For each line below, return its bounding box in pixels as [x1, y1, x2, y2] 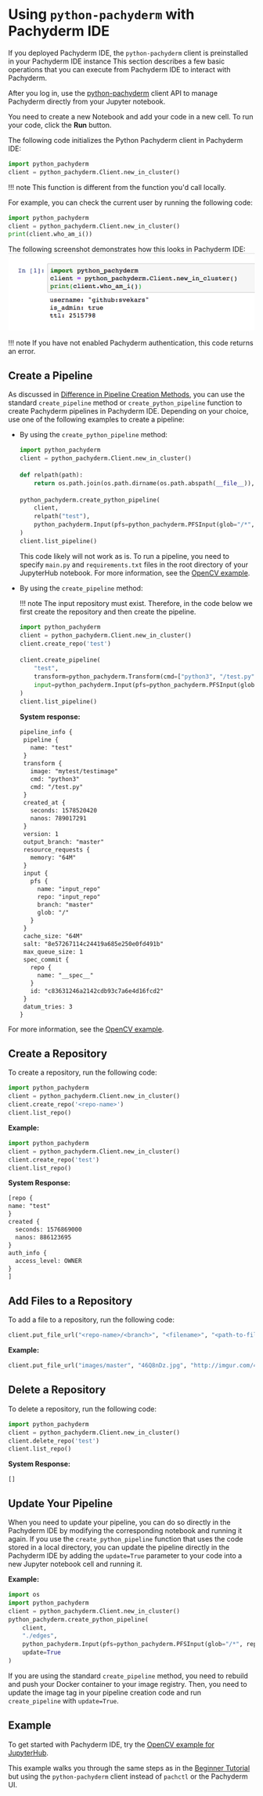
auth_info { [8, 1250, 47, 1258]
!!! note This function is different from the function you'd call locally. [8, 182, 227, 192]
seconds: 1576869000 [15, 1226, 82, 1234]
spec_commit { [23, 955, 70, 963]
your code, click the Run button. [8, 120, 112, 130]
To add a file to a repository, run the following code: [8, 1315, 175, 1324]
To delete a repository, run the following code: [8, 1404, 157, 1414]
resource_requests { [23, 845, 90, 853]
